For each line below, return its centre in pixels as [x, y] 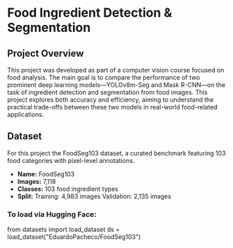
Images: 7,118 [37, 181]
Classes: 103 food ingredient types [67, 189]
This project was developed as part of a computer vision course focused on [116, 70]
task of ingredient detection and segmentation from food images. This [107, 92]
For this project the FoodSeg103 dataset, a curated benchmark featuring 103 [116, 153]
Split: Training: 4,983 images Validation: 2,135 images [94, 196]
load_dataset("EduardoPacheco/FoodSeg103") [74, 237]
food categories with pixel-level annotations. [71, 160]
